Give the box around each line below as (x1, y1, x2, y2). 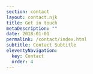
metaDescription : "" (6, 25, 58, 32)
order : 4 (11, 58, 34, 64)
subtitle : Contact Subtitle (6, 42, 77, 48)
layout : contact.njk (6, 14, 58, 20)
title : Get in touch (6, 20, 58, 26)
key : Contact (11, 53, 44, 59)
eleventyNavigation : (6, 48, 58, 54)
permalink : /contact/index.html (6, 36, 87, 42)
